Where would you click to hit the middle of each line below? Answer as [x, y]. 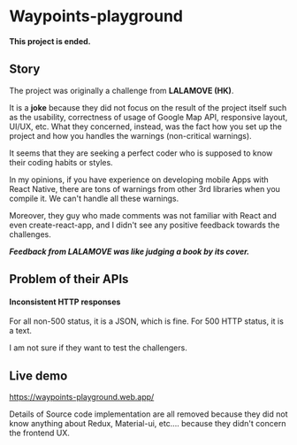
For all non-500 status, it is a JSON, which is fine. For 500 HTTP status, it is [147, 321]
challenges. [30, 234]
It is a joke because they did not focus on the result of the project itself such [148, 107]
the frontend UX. [40, 433]
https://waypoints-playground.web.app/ [82, 397]
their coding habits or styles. [61, 162]
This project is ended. [50, 41]
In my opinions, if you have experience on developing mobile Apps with [139, 180]
